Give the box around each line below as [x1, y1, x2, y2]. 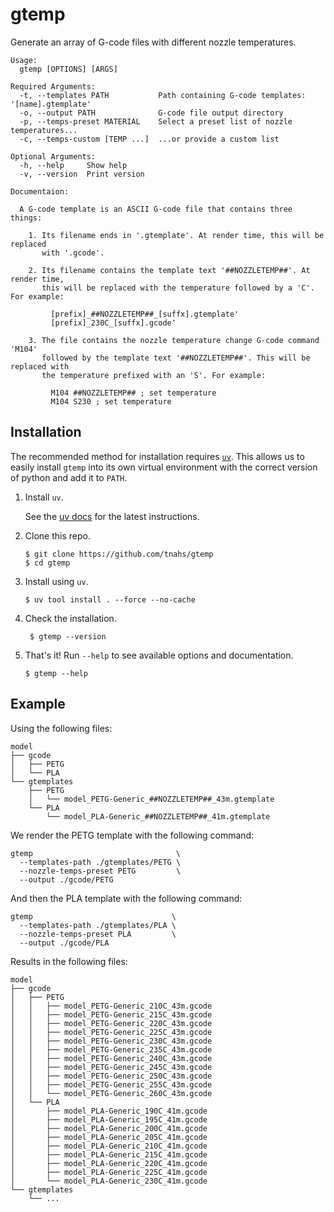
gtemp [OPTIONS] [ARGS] [19, 64, 118, 74]
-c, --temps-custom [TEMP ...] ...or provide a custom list [19, 134, 280, 144]
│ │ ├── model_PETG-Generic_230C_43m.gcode [10, 1036, 213, 1046]
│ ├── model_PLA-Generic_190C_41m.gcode [10, 1106, 208, 1116]
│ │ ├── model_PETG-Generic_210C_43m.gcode [10, 1001, 213, 1011]
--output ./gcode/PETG [19, 874, 114, 885]
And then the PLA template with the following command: [10, 892, 243, 904]
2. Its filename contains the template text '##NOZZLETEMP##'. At [28, 265, 311, 275]
